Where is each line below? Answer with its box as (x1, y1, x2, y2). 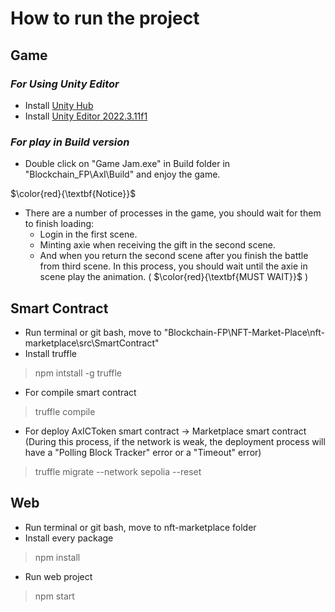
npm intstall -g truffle (34, 367, 123, 379)
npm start (34, 590, 75, 602)
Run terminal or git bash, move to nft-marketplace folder (24, 521, 257, 533)
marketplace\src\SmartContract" (24, 337, 160, 349)
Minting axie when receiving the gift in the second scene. (39, 239, 277, 251)
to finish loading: (24, 218, 95, 230)
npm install (34, 551, 81, 563)
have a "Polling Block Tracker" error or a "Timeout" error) (24, 446, 262, 458)
